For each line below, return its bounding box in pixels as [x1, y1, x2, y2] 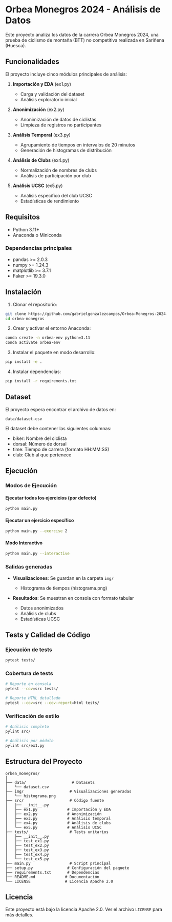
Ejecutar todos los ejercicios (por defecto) [5, 494, 97, 501]
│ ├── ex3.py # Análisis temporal [5, 816, 111, 821]
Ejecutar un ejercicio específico [5, 517, 74, 523]
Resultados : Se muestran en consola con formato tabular [12, 595, 134, 601]
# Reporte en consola [5, 681, 52, 687]
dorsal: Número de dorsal [12, 440, 67, 447]
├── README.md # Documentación [5, 874, 100, 879]
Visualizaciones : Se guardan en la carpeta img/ [12, 575, 114, 581]
